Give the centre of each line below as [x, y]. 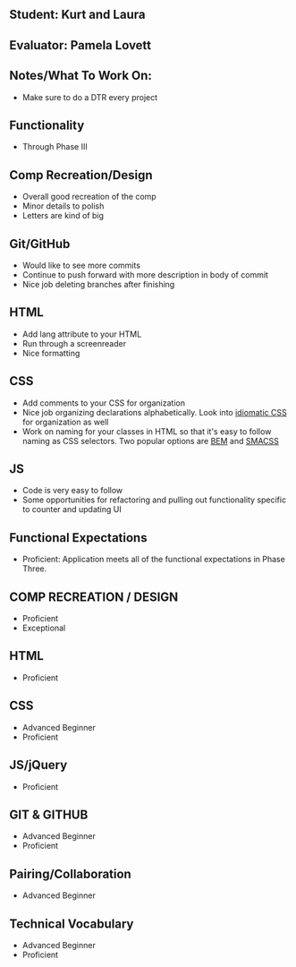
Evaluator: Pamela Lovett [80, 45]
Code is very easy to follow [72, 491]
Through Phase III [55, 147]
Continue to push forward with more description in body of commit [145, 275]
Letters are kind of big [63, 216]
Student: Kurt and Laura [77, 15]
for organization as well [65, 422]
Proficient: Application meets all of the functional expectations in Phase [154, 560]
